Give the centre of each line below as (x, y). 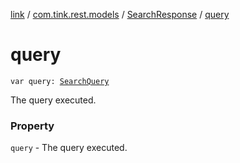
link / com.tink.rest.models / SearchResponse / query (120, 14)
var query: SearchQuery (60, 81)
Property (32, 126)
